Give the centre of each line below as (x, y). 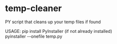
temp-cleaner (33, 8)
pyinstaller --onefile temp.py (34, 36)
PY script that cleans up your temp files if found (53, 22)
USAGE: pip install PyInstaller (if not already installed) (59, 31)
